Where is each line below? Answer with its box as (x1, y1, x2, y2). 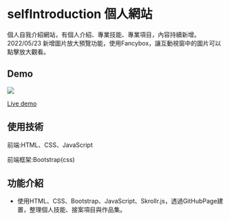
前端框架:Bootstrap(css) (7, 155, 75, 163)
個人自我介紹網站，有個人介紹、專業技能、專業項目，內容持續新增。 (7, 30, 200, 39)
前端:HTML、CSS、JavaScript (7, 141, 93, 149)
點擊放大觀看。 (7, 48, 50, 56)
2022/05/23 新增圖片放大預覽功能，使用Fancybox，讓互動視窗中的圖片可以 (7, 39, 222, 47)
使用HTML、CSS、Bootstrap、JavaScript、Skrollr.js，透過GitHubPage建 (17, 197, 224, 206)
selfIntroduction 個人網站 (7, 6, 153, 22)
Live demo (7, 99, 37, 108)
